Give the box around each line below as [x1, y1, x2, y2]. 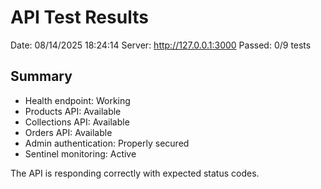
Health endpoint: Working [24, 94, 131, 106]
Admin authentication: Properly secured [24, 137, 190, 149]
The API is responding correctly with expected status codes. [10, 167, 260, 179]
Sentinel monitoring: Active [24, 147, 137, 160]
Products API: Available [24, 105, 122, 117]
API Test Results [10, 6, 149, 29]
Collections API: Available [24, 116, 130, 128]
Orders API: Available [24, 126, 113, 138]
